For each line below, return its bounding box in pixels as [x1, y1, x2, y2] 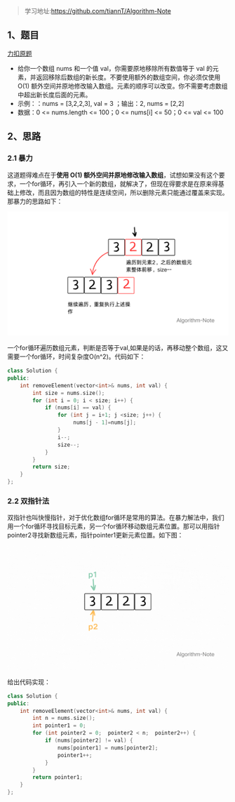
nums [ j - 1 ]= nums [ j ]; [73, 419, 137, 427]
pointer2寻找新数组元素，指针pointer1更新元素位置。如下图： [7, 531, 184, 540]
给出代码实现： [7, 677, 51, 686]
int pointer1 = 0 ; [32, 722, 86, 729]
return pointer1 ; [32, 774, 83, 781]
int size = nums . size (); [32, 389, 105, 396]
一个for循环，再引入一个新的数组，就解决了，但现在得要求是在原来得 [19, 179, 219, 188]
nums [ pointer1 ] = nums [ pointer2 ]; [57, 744, 159, 751]
